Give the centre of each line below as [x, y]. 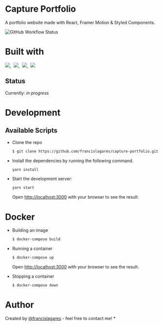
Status [15, 81]
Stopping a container [33, 276]
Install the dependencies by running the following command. [73, 161]
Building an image [30, 230]
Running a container [32, 249]
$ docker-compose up [33, 258]
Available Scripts [31, 131]
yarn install [25, 169]
